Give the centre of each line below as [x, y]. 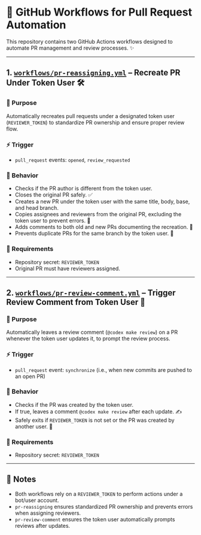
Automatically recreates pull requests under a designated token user [91, 116]
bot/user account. [37, 500]
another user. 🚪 [33, 426]
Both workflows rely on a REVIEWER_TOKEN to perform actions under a [99, 494]
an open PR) [30, 376]
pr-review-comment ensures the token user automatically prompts [95, 519]
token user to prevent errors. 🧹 [53, 220]
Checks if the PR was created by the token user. [74, 404]
